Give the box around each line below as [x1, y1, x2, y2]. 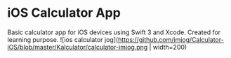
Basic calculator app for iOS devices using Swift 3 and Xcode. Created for [7, 28, 221, 36]
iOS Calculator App [7, 5, 121, 21]
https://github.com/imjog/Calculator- [118, 35, 225, 43]
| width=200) [149, 43, 187, 51]
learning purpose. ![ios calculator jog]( [7, 35, 119, 43]
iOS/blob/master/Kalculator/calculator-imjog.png [7, 43, 148, 51]
